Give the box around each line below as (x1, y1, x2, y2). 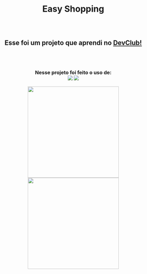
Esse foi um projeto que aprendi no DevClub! (4, 39, 142, 47)
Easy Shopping (42, 3, 104, 15)
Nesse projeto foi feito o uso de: (35, 69, 112, 76)
